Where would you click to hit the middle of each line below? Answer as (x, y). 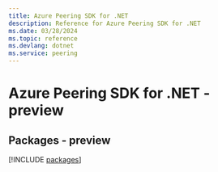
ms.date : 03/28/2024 (43, 31)
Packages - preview (60, 140)
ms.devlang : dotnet (41, 46)
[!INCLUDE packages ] (45, 159)
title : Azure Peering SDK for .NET (68, 16)
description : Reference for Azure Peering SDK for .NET (105, 23)
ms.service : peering (43, 53)
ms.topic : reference (43, 38)
